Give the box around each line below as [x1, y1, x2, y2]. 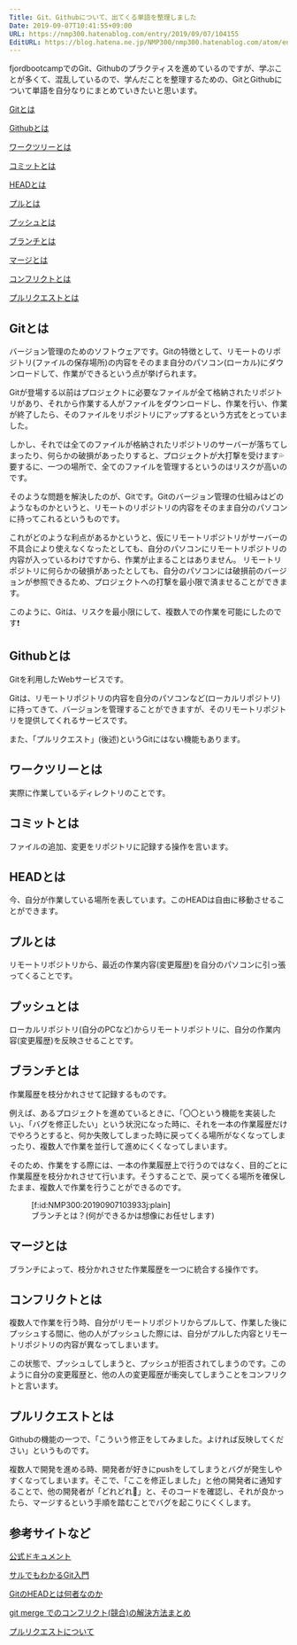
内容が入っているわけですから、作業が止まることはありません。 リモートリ [9, 555, 282, 565]
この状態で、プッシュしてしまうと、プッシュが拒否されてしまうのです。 [9, 1358, 271, 1369]
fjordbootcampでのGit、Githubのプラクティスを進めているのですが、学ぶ [9, 63, 276, 74]
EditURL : [9, 37, 42, 47]
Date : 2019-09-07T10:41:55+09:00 [9, 21, 133, 30]
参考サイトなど [9, 1525, 91, 1540]
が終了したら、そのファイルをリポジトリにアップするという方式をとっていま [9, 409, 287, 420]
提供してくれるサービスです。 [24, 714, 133, 725]
